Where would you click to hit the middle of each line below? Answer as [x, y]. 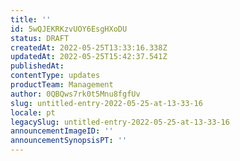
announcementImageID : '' [62, 131]
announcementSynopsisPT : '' [69, 141]
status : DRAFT [40, 38]
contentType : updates [55, 76]
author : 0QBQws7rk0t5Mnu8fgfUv [75, 94]
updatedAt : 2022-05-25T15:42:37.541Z [89, 57]
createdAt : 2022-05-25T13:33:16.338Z [89, 47]
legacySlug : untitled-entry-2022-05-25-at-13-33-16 [120, 122]
